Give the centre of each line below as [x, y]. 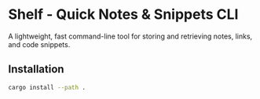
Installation [36, 70]
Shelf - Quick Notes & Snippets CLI [123, 15]
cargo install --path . [47, 87]
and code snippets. [39, 44]
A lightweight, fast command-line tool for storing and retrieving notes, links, [130, 36]
